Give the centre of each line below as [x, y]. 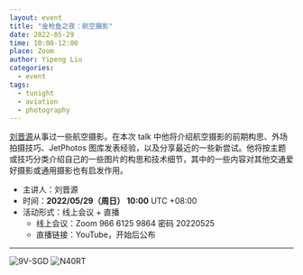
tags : [19, 85]
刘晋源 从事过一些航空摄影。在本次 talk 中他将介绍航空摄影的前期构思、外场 [149, 137]
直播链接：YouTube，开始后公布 [96, 234]
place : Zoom [32, 51]
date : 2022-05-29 [42, 34]
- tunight [36, 93]
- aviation [38, 101]
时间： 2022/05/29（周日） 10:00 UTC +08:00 [110, 201]
